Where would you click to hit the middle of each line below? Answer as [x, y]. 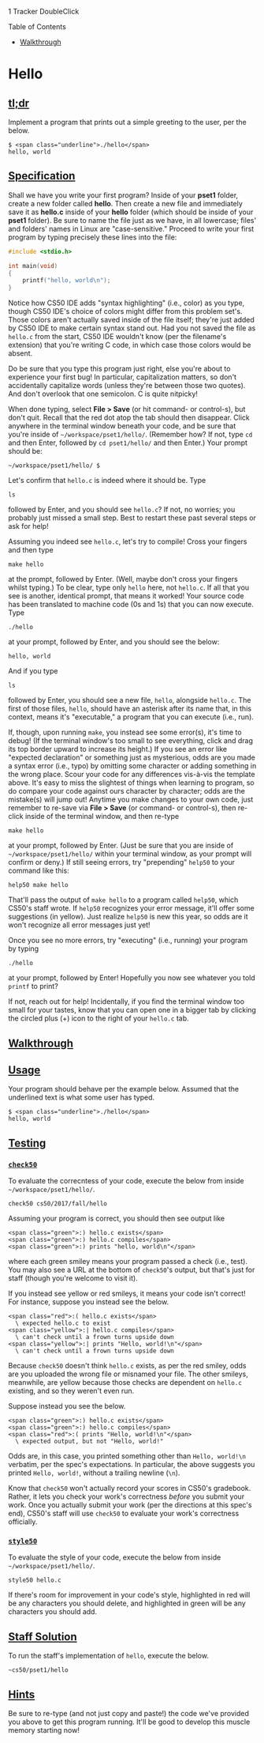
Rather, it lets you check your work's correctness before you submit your [126, 1496]
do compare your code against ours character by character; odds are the [127, 791]
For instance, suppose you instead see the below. [89, 1302]
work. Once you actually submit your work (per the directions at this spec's [130, 1505]
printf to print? [33, 987]
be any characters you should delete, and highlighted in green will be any [127, 1603]
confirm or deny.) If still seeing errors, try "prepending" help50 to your [121, 862]
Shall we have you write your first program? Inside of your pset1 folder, [123, 195]
